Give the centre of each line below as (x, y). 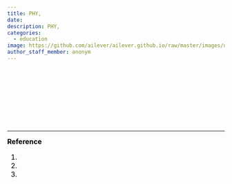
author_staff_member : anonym (49, 52)
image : (17, 45)
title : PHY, (24, 13)
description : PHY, (33, 26)
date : (15, 20)
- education (31, 39)
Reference (25, 141)
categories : (24, 33)
